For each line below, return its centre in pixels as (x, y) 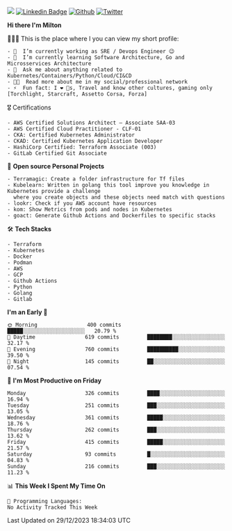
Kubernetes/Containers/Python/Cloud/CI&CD (69, 76)
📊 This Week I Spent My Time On (56, 486)
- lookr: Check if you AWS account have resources (82, 203)
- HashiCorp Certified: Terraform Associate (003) (82, 147)
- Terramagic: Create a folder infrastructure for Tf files (96, 179)
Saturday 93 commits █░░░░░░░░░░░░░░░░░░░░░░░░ (116, 454)
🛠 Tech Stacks (30, 229)
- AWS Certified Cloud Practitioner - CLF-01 (74, 129)
